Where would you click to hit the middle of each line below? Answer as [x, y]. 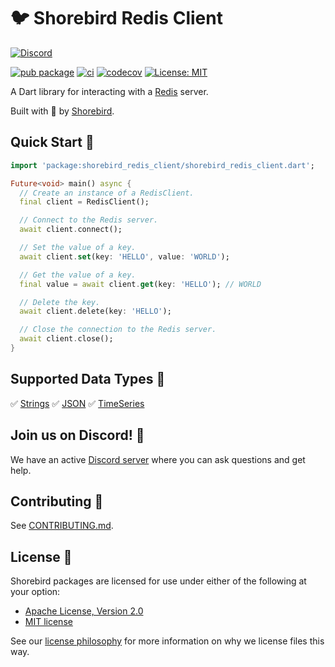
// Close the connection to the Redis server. [118, 330]
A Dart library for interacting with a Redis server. [109, 91]
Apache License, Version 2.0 [84, 611]
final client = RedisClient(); [84, 202]
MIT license [48, 622]
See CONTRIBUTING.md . [62, 526]
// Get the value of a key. [78, 275]
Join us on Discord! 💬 [77, 435]
